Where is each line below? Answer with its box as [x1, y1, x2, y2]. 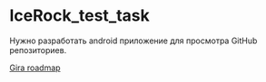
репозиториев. [9, 44, 67, 55]
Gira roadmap [9, 62, 61, 73]
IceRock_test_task [9, 5, 150, 26]
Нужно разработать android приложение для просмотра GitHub [9, 35, 258, 46]
